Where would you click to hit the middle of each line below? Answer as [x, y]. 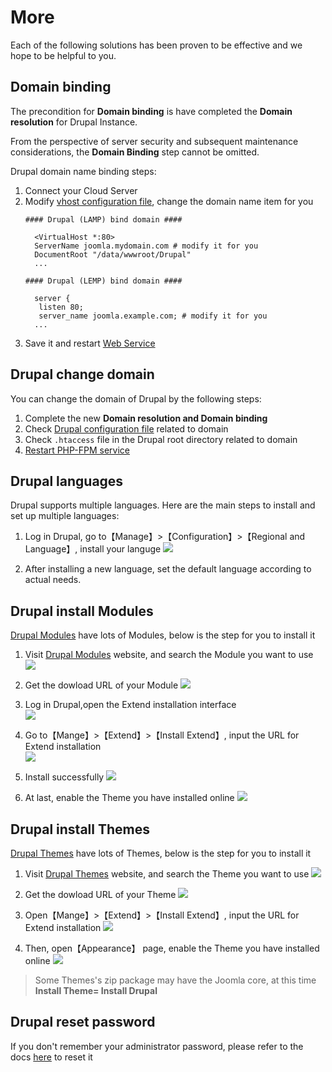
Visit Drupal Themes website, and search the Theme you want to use [167, 874]
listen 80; [61, 307]
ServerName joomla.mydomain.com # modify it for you [146, 246]
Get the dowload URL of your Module [101, 685]
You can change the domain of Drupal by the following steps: [136, 398]
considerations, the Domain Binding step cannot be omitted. [135, 152]
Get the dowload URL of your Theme [100, 894]
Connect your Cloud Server [81, 190]
